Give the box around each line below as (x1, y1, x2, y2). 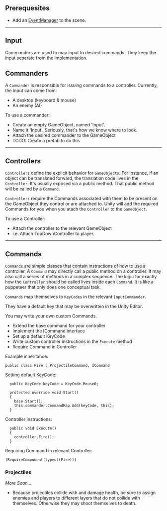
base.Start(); (14, 399, 43, 404)
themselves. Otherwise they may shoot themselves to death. (12, 500, 137, 507)
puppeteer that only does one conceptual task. (5, 284, 101, 290)
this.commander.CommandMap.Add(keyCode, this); (14, 403, 114, 409)
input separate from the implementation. (5, 55, 88, 61)
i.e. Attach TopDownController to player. (12, 231, 94, 237)
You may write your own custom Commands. (5, 313, 97, 319)
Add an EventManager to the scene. (12, 17, 86, 23)
